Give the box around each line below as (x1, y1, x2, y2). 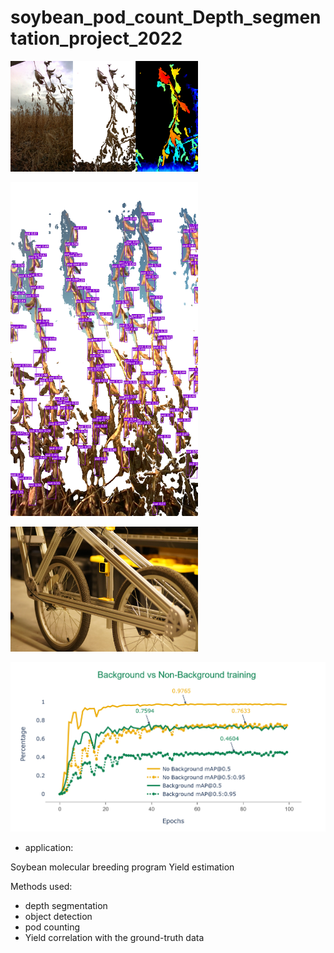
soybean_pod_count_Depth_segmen (10, 6, 322, 29)
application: (24, 841, 74, 853)
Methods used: (10, 880, 73, 892)
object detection (24, 910, 93, 922)
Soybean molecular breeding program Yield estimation (10, 861, 235, 873)
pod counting (24, 921, 81, 933)
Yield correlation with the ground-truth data (24, 931, 205, 943)
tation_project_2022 (10, 27, 183, 50)
